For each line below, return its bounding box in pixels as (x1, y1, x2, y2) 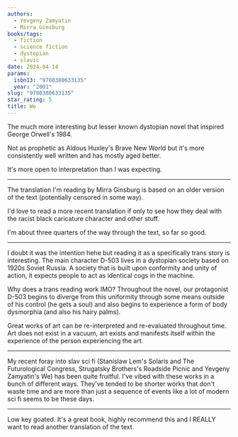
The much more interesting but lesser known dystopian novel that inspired (7, 122, 225, 131)
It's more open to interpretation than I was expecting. (7, 165, 162, 173)
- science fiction (13, 43, 69, 50)
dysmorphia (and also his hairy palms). (7, 307, 121, 316)
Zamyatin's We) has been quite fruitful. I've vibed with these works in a (7, 372, 215, 380)
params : (7, 70, 30, 77)
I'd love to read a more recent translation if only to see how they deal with (7, 207, 222, 215)
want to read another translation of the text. (7, 422, 135, 431)
